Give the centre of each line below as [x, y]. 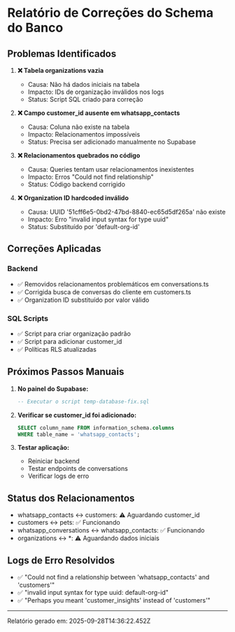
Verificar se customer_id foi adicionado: [77, 415]
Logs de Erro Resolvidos [61, 560]
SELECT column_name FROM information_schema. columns [96, 428]
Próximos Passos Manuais [66, 372]
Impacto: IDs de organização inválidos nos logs [96, 92]
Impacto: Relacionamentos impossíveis [84, 134]
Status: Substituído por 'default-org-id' [84, 227]
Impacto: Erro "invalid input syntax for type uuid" [98, 219]
